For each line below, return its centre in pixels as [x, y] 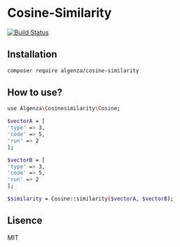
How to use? [35, 93]
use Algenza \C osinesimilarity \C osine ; [64, 109]
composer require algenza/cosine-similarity [73, 71]
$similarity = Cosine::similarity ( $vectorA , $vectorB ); [90, 199]
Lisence [25, 221]
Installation [32, 54]
